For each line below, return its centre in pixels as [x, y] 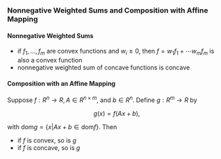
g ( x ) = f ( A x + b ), [117, 113]
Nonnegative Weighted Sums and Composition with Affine [108, 10]
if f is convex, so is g [47, 140]
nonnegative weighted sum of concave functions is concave [104, 67]
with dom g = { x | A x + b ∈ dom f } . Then [62, 126]
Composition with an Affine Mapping [62, 83]
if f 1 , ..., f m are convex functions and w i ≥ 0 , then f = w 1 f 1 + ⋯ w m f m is [116, 52]
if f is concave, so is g [49, 147]
